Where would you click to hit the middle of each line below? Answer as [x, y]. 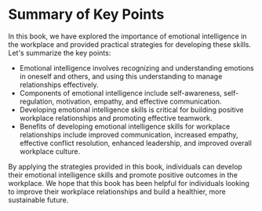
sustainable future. [38, 200]
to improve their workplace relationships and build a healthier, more [117, 191]
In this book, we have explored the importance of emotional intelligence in [127, 36]
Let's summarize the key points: [60, 53]
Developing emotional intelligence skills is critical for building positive [131, 109]
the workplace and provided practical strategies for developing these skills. [130, 44]
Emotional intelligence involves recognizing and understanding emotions [136, 67]
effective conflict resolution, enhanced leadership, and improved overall [136, 143]
